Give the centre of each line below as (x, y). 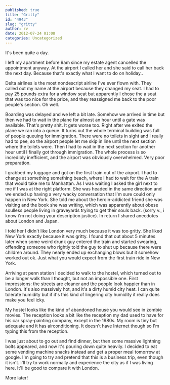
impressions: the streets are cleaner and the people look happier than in (80, 284)
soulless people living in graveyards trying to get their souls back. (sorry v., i (85, 210)
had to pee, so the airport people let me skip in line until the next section (80, 141)
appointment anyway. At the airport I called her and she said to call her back (85, 68)
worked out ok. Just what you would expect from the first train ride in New (83, 258)
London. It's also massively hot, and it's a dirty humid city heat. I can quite (82, 289)
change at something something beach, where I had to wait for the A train (82, 178)
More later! (17, 377)
